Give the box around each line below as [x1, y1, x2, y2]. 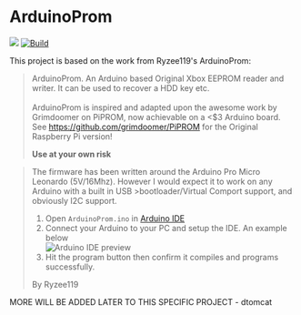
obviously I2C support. [31, 195, 117, 206]
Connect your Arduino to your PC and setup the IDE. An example [45, 222, 288, 233]
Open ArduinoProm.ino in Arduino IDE [45, 212, 186, 224]
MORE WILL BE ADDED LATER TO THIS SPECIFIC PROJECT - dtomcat [9, 296, 273, 307]
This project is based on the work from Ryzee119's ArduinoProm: [9, 55, 252, 66]
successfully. [45, 261, 95, 272]
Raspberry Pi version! [31, 130, 113, 142]
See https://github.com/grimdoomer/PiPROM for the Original [31, 121, 259, 132]
